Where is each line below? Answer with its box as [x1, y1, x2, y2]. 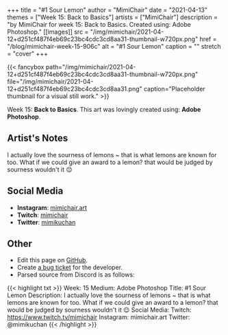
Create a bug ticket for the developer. [16, 264, 123, 272]
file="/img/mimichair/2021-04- [7, 78, 94, 85]
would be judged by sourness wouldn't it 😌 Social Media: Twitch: [7, 305, 192, 314]
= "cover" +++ [7, 49, 48, 58]
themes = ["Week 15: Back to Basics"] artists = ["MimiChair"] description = [7, 13, 218, 21]
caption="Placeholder [143, 85, 205, 93]
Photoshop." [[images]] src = [7, 27, 89, 36]
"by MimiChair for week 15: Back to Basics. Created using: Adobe [7, 21, 192, 28]
